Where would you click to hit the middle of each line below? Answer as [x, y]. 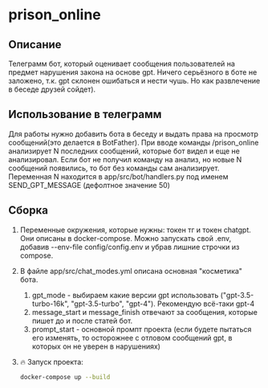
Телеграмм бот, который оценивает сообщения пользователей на [122, 63]
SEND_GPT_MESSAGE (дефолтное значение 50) [89, 185]
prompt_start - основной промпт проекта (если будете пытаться [142, 329]
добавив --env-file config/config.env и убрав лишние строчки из [130, 247]
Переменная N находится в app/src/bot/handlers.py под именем [118, 176]
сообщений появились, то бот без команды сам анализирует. [114, 168]
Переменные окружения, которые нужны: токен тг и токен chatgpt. [135, 230]
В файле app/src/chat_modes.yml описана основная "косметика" [131, 271]
